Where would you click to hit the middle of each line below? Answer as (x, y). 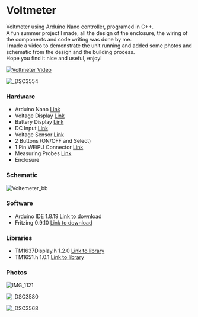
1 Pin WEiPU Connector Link (49, 147)
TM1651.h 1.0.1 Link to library (49, 257)
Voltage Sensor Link (39, 135)
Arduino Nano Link (37, 110)
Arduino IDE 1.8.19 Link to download (58, 216)
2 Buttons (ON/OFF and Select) (53, 141)
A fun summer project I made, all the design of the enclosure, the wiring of (97, 33)
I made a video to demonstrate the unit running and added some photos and (99, 46)
